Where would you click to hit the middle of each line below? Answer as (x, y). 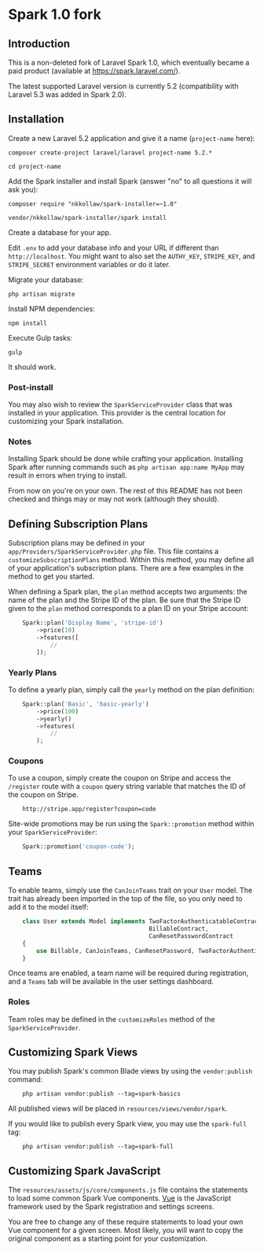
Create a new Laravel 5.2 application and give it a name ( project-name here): (132, 138)
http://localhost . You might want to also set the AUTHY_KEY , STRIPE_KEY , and (132, 256)
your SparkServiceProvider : (53, 832)
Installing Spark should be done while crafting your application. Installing (126, 459)
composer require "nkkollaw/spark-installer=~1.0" (93, 204)
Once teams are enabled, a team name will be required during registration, (128, 973)
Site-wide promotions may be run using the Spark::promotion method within (131, 824)
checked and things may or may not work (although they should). (114, 499)
